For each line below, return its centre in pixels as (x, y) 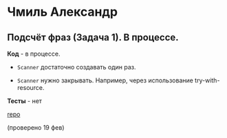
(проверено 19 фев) (36, 127)
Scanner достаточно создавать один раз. (76, 67)
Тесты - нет (25, 101)
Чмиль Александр (63, 12)
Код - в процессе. (34, 54)
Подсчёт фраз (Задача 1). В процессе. (93, 37)
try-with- (207, 80)
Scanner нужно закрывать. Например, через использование (105, 80)
